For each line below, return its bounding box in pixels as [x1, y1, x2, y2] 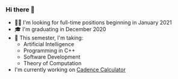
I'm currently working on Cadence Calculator [14, 66, 126, 74]
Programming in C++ [23, 47, 76, 54]
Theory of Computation [23, 60, 82, 67]
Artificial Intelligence [23, 41, 75, 48]
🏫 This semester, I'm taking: [14, 34, 84, 41]
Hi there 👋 [5, 5, 35, 14]
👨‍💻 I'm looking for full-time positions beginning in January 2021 [14, 19, 172, 26]
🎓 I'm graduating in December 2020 [14, 26, 106, 33]
